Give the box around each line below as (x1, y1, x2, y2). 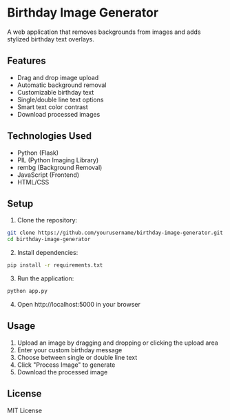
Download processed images (17, 110, 101, 118)
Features (7, 55, 46, 67)
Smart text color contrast (17, 102, 88, 111)
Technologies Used (7, 130, 92, 142)
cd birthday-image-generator (7, 236, 91, 243)
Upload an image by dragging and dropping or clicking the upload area (17, 338, 218, 347)
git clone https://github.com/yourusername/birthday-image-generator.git (7, 229, 224, 236)
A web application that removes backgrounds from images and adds (7, 28, 201, 36)
